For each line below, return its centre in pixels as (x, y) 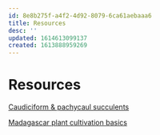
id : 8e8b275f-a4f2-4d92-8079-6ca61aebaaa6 (80, 16)
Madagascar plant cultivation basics (68, 123)
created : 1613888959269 (48, 46)
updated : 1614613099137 (48, 38)
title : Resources (37, 23)
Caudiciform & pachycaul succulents (69, 107)
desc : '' (23, 30)
